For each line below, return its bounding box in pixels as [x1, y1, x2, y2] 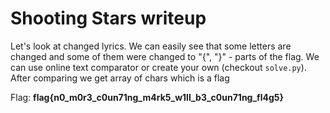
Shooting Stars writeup [10, 7, 207, 30]
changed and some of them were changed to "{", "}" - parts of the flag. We [10, 50, 320, 62]
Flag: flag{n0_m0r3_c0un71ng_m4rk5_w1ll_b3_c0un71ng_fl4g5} [10, 91, 285, 103]
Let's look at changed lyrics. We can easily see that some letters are [10, 40, 292, 52]
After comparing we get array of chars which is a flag [10, 72, 230, 84]
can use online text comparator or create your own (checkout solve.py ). [10, 61, 307, 73]
